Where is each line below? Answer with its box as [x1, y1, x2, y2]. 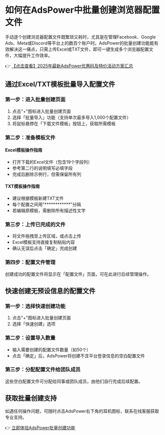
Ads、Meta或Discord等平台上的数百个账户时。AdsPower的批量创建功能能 [5, 40, 155, 46]
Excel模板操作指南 [5, 147, 43, 153]
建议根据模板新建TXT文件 [12, 195, 64, 201]
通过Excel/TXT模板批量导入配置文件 [5, 80, 115, 88]
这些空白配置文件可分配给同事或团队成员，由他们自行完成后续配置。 [5, 378, 143, 384]
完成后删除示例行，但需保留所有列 [12, 171, 82, 177]
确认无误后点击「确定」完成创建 [12, 245, 77, 251]
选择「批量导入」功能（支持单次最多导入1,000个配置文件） [12, 114, 131, 120]
